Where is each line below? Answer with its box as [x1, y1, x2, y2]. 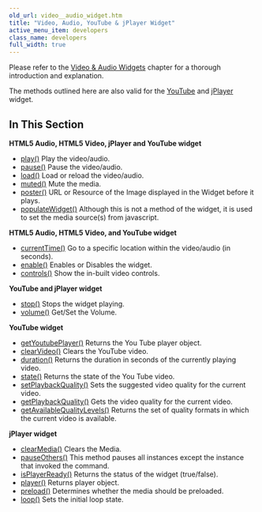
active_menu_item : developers [9, 26, 109, 34]
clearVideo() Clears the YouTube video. [20, 346, 149, 356]
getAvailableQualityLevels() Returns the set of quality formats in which [20, 405, 249, 415]
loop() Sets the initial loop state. [20, 495, 125, 504]
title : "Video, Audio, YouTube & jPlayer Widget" [9, 19, 176, 27]
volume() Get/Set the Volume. [20, 307, 118, 317]
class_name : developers [9, 33, 88, 42]
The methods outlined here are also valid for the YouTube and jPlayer [9, 86, 234, 96]
